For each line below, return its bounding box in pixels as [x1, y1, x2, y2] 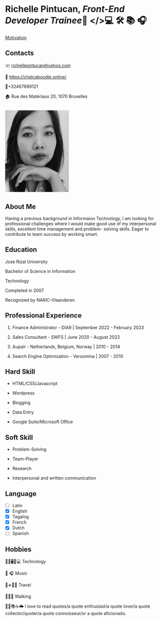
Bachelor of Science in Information [5, 268, 75, 274]
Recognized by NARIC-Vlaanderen [5, 297, 75, 303]
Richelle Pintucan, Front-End [5, 3, 125, 15]
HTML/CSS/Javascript [12, 381, 58, 387]
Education [5, 246, 37, 254]
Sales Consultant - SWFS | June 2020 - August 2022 [12, 334, 120, 340]
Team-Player [12, 456, 38, 462]
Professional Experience [5, 311, 82, 320]
